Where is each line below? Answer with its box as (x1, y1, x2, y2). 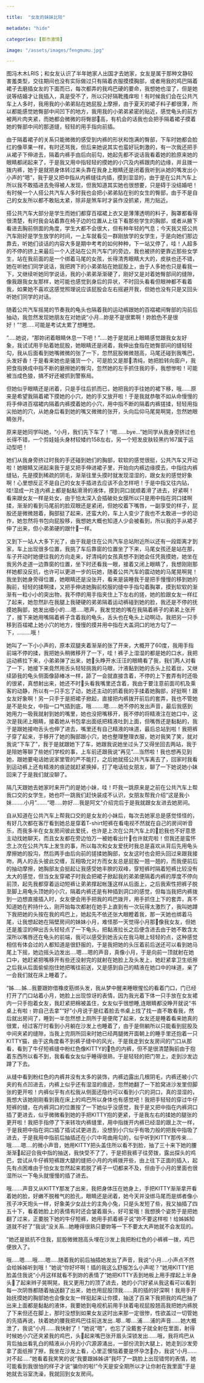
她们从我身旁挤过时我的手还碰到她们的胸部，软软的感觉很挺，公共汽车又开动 (6, 456, 198, 464)
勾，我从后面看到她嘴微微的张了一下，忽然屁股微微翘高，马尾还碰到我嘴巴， (6, 349, 198, 357)
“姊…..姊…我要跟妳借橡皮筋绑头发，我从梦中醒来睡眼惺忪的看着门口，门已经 (6, 984, 197, 992)
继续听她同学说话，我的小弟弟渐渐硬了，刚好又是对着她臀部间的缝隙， (22, 270, 198, 278)
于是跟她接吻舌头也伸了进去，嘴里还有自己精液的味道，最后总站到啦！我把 (6, 726, 192, 733)
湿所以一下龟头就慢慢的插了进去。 (6, 1172, 92, 1179)
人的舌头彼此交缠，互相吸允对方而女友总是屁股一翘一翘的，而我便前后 (22, 857, 198, 865)
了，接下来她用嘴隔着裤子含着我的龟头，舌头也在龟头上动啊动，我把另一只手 (6, 614, 198, 621)
